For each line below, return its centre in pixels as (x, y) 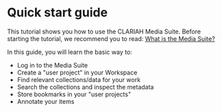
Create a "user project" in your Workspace (77, 72)
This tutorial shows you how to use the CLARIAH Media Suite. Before (104, 31)
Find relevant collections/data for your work (79, 79)
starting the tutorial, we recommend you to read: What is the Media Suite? (111, 38)
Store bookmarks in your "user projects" (74, 94)
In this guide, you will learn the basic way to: (70, 52)
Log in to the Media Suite (52, 65)
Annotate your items (46, 101)
